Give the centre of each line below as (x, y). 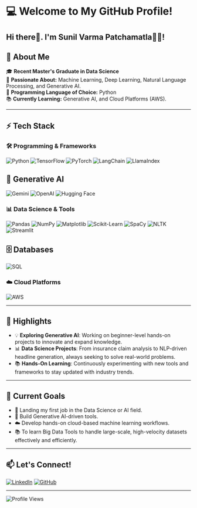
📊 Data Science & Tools (40, 209)
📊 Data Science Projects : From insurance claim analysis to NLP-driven (101, 349)
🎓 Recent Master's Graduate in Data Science (62, 72)
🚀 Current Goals (36, 396)
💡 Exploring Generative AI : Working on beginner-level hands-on (93, 335)
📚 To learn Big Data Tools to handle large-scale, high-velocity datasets (101, 432)
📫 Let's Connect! (39, 465)
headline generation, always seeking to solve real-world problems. (95, 357)
